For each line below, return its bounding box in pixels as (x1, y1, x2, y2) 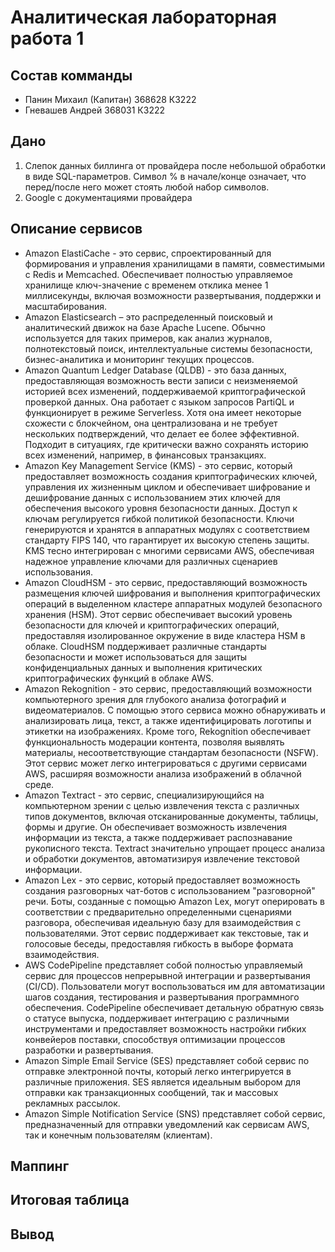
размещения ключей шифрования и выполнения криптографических (24, 587, 321, 599)
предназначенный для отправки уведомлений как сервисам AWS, (24, 1118, 310, 1130)
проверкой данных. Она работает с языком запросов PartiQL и (24, 396, 295, 408)
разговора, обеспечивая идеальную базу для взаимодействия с (24, 916, 302, 928)
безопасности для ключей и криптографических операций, (24, 619, 280, 631)
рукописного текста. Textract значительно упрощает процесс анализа (24, 842, 326, 854)
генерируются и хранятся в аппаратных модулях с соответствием (24, 523, 310, 535)
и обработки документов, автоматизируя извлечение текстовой (24, 852, 300, 865)
